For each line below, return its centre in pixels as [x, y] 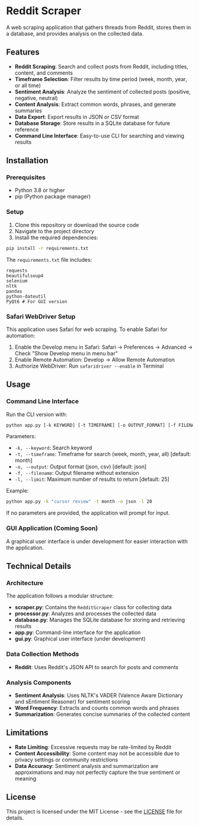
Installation [27, 161]
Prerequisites [26, 178]
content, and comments [44, 73]
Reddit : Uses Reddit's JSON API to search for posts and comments [97, 667]
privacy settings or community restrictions [66, 760]
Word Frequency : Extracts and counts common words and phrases [97, 708]
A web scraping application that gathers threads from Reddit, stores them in [99, 27]
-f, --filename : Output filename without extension [77, 473]
